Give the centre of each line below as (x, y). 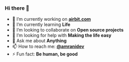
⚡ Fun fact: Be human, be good (45, 54)
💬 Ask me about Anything (39, 41)
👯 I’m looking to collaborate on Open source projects (68, 30)
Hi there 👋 (17, 8)
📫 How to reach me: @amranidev (48, 46)
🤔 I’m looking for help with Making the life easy (62, 36)
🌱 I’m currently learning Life (41, 24)
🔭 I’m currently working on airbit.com (51, 19)
